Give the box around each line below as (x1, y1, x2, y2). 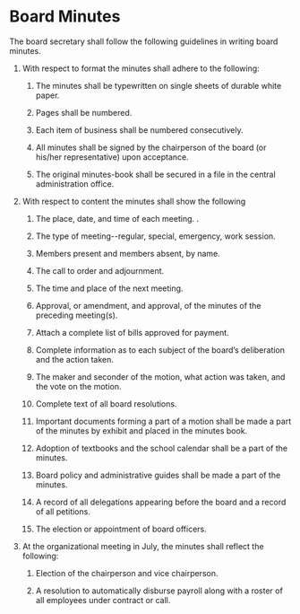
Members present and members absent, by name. (35, 248, 221, 259)
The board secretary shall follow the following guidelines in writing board (9, 36, 279, 47)
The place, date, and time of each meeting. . (35, 213, 200, 224)
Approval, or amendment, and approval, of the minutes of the (35, 300, 261, 311)
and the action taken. (35, 354, 114, 364)
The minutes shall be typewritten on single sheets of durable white (35, 80, 282, 91)
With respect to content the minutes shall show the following (21, 196, 246, 206)
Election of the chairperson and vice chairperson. (35, 567, 219, 578)
